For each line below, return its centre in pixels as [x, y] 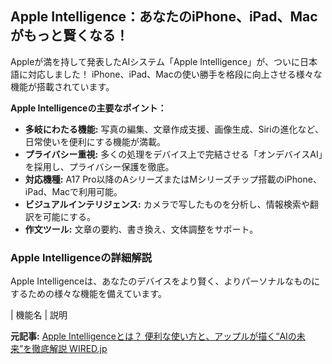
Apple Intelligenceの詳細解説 [81, 257]
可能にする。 [69, 216]
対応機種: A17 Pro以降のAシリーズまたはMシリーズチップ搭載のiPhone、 [173, 179]
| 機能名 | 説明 [39, 315]
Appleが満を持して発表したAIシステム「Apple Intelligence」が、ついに [155, 61]
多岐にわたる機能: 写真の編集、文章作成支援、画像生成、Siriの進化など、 [174, 129]
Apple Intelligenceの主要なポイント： [88, 108]
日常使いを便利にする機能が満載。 [95, 141]
